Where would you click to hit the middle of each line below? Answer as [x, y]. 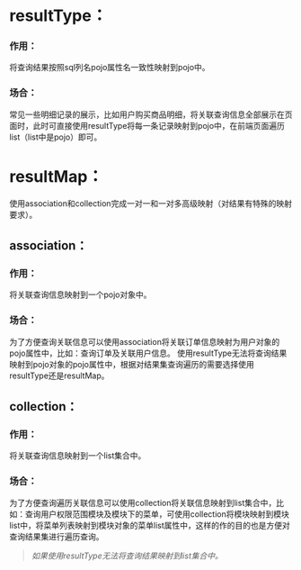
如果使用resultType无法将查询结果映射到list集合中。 [127, 556]
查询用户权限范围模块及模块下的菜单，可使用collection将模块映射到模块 [157, 514]
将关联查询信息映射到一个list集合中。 [78, 456]
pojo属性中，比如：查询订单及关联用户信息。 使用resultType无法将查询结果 [148, 353]
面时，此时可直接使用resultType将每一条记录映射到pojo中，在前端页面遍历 [147, 125]
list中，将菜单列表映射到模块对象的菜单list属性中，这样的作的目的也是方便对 [150, 525]
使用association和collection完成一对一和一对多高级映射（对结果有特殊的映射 [150, 203]
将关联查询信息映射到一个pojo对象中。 [80, 294]
